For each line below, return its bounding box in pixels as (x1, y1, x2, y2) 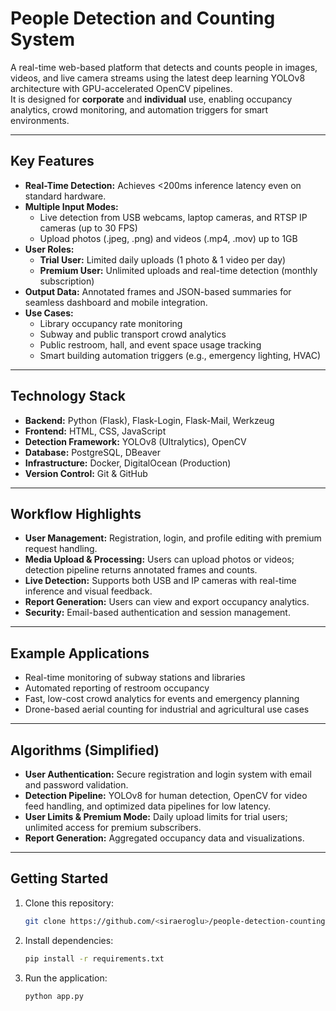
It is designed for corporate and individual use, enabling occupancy (10, 93, 293, 105)
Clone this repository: (24, 897, 114, 909)
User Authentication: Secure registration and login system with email (24, 768, 312, 780)
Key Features (10, 153, 95, 170)
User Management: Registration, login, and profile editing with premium (24, 532, 322, 544)
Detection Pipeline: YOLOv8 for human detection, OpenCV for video (24, 790, 308, 801)
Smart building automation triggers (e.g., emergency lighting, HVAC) (39, 349, 322, 361)
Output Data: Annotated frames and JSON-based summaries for (24, 285, 292, 297)
